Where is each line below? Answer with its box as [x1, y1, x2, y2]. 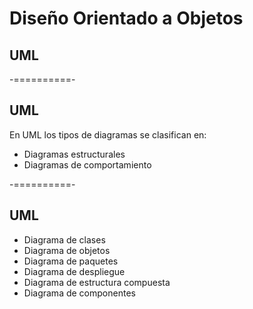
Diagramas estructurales [23, 148, 126, 160]
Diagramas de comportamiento [23, 158, 152, 171]
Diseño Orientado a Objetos [9, 7, 244, 30]
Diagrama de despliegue [23, 265, 126, 277]
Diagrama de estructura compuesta [23, 276, 171, 288]
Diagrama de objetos [23, 244, 111, 256]
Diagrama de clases [23, 233, 106, 246]
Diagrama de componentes [23, 287, 136, 299]
